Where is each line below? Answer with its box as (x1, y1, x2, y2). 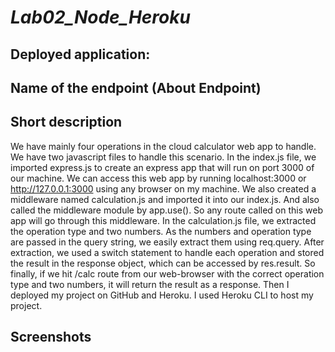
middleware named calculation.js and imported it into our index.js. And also (10, 193, 320, 205)
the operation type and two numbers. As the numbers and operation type (10, 225, 312, 237)
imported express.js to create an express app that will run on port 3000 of (10, 161, 315, 173)
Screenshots (10, 329, 92, 346)
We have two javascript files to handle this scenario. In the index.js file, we (10, 151, 317, 163)
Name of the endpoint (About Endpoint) (10, 79, 262, 96)
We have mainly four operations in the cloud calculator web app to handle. (10, 140, 317, 152)
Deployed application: (10, 46, 151, 63)
